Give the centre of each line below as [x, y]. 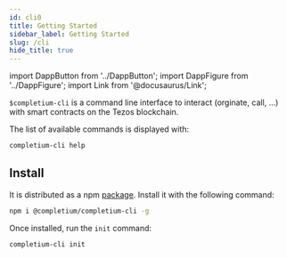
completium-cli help [48, 146]
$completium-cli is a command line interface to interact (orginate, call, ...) [144, 102]
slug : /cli [29, 42]
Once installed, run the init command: [81, 228]
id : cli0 [25, 17]
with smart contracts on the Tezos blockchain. [94, 112]
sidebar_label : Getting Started [69, 34]
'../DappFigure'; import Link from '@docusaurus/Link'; [108, 85]
